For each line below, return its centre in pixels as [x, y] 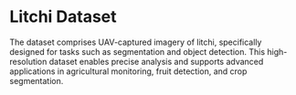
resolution [28, 61]
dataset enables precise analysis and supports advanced [156, 61]
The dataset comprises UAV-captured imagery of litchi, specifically [136, 42]
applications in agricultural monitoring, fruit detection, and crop [128, 71]
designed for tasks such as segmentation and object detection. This [137, 51]
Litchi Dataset [63, 17]
